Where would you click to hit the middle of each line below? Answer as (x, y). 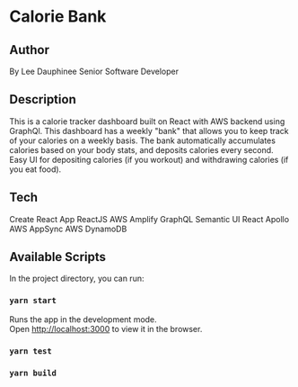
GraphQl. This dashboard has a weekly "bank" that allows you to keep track (149, 130)
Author (29, 50)
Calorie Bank (58, 17)
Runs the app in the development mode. (83, 319)
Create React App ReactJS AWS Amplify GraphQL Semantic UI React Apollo (149, 219)
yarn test (31, 351)
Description (43, 99)
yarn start (33, 301)
